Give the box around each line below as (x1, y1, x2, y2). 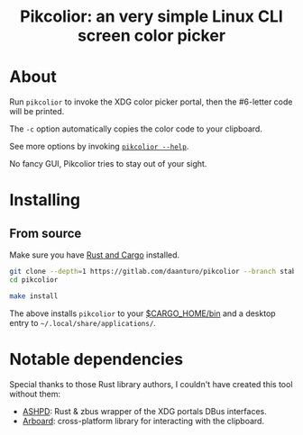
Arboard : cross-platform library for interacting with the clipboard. (22, 415, 264, 426)
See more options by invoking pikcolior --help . (9, 141, 189, 152)
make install (9, 291, 59, 301)
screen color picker (77, 25, 226, 46)
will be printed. (9, 106, 65, 117)
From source (9, 225, 82, 240)
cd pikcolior (9, 276, 59, 285)
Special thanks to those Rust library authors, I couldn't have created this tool (9, 378, 293, 389)
